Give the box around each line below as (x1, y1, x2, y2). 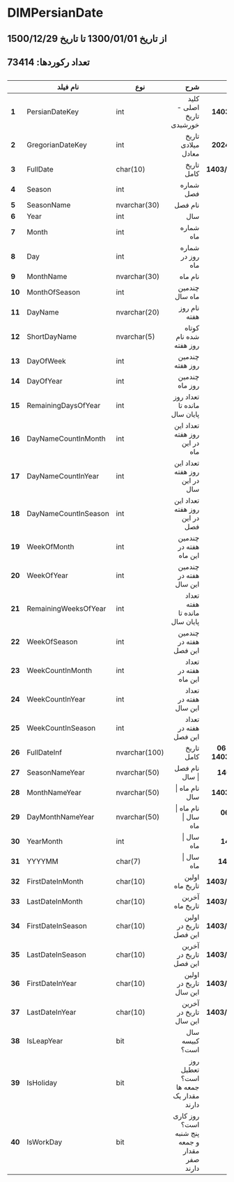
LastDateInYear (26, 1008, 77, 1017)
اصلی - (176, 103, 200, 112)
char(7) (116, 856, 141, 866)
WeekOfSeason (26, 637, 78, 646)
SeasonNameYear (26, 768, 86, 778)
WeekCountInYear (26, 695, 86, 704)
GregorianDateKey (26, 140, 87, 150)
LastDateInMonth (26, 897, 84, 907)
